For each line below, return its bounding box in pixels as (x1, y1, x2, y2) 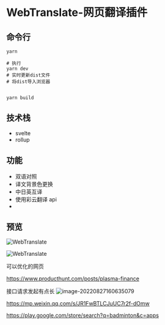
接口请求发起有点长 (6, 288, 55, 295)
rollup (15, 136, 30, 143)
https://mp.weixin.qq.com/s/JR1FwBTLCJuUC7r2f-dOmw (6, 300, 150, 307)
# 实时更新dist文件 (6, 72, 51, 78)
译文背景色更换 (15, 180, 53, 187)
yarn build (6, 95, 34, 101)
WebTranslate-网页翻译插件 (6, 6, 148, 20)
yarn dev (6, 65, 29, 72)
